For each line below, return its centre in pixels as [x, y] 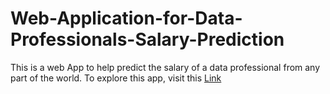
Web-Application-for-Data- [126, 18]
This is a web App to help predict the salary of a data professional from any [165, 67]
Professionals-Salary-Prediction [147, 39]
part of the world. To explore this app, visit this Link [116, 78]
